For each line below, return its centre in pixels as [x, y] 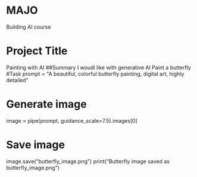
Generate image [47, 104]
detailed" [17, 80]
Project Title [37, 51]
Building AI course [29, 27]
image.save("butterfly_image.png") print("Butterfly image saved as [88, 161]
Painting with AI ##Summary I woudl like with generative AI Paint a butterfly [99, 67]
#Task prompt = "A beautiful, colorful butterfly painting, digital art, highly [95, 74]
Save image [36, 145]
